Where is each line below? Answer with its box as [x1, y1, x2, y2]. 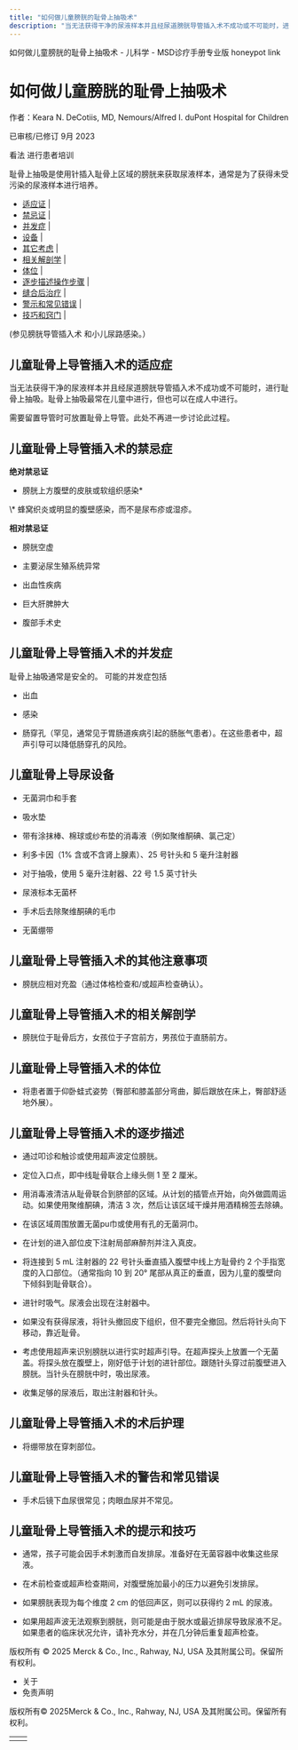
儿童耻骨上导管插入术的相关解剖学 [9, 1006, 196, 1022]
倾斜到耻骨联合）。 [29, 1278, 97, 1289]
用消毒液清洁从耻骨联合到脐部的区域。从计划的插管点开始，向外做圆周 [21, 1188, 279, 1199]
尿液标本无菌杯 [21, 887, 77, 897]
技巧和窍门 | [21, 310, 67, 321]
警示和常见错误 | [21, 298, 82, 309]
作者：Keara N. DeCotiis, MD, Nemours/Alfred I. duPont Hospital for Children [9, 112, 289, 123]
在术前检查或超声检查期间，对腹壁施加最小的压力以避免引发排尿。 [21, 1579, 263, 1589]
